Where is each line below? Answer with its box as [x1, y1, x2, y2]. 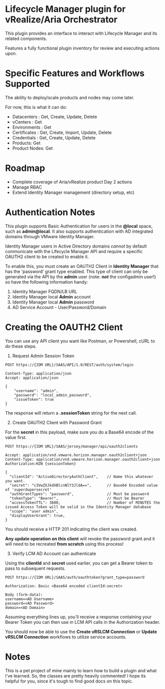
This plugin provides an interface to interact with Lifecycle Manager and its [5, 30, 158, 36]
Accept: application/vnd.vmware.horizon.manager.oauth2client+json [5, 452, 147, 458]
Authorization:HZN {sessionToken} [5, 461, 77, 466]
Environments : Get [12, 124, 51, 130]
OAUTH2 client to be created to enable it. [5, 254, 89, 259]
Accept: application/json [5, 375, 58, 380]
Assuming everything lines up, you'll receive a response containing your [5, 614, 152, 620]
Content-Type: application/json [5, 371, 72, 376]
